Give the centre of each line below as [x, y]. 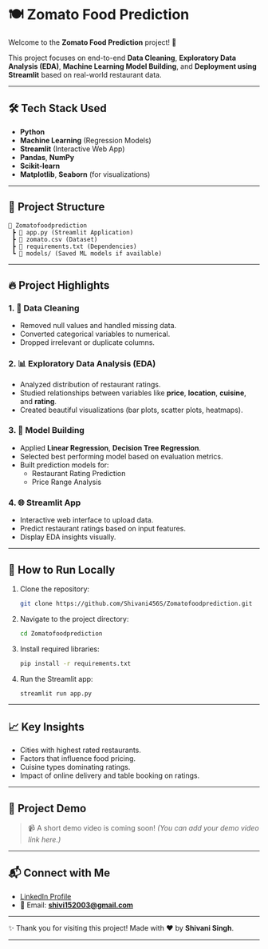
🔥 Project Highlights [59, 285]
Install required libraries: [59, 649]
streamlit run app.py [55, 693]
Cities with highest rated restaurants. [81, 750]
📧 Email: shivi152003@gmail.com [77, 905]
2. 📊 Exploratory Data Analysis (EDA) [82, 364]
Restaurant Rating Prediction [79, 473]
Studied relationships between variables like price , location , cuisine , [133, 393]
